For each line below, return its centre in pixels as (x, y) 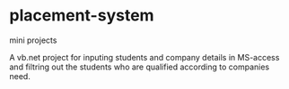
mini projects (33, 40)
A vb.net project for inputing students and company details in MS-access (144, 57)
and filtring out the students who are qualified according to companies (140, 67)
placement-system (82, 16)
